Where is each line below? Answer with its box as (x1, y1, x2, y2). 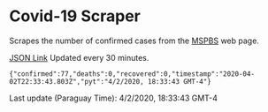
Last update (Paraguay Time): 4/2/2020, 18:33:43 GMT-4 (9, 93, 218, 103)
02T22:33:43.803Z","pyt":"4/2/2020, (9, 77, 144, 86)
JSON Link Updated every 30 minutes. (9, 52, 149, 63)
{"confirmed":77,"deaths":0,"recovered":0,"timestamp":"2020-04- (9, 69, 255, 78)
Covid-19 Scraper (9, 6, 142, 26)
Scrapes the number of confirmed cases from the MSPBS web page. (9, 35, 259, 46)
